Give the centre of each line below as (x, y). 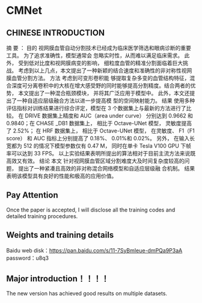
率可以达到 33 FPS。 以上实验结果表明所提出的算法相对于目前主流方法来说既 (101, 153)
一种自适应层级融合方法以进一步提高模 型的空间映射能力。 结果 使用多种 (106, 101)
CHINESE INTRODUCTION (56, 33)
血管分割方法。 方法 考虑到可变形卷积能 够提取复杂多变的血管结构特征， (100, 78)
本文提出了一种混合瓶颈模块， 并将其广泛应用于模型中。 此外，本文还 (104, 93)
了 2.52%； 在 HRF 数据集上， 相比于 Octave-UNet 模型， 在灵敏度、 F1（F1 (100, 131)
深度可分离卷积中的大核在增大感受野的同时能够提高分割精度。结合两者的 (101, 86)
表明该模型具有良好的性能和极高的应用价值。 (62, 176)
